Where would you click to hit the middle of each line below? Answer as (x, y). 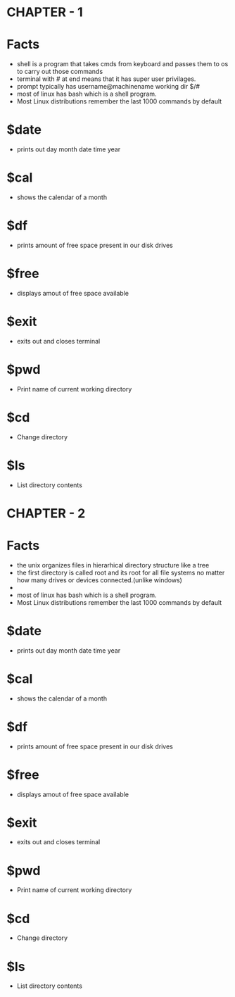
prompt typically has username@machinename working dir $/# (108, 87)
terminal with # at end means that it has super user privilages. (106, 79)
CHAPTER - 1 (45, 12)
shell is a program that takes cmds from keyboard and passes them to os (122, 64)
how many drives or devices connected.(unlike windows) (99, 580)
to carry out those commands (60, 72)
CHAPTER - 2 (46, 513)
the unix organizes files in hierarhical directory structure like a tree (113, 565)
